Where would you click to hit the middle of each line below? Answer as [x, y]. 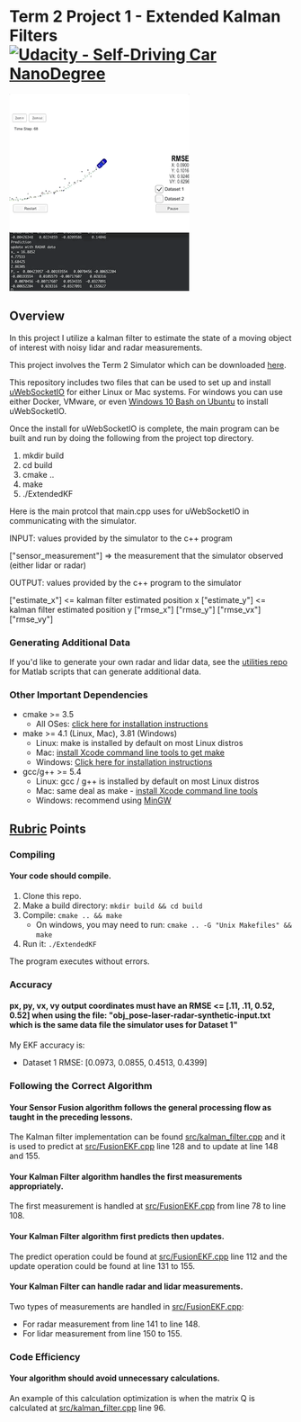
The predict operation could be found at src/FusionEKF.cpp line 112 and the [148, 1256]
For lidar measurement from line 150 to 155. [102, 1333]
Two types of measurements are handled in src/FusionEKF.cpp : [127, 1306]
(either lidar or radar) [48, 565]
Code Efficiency [45, 1356]
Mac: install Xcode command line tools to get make [130, 752]
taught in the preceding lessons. [71, 1117]
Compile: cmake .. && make [72, 914]
